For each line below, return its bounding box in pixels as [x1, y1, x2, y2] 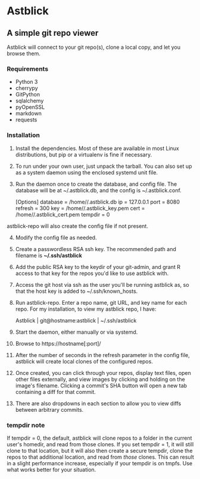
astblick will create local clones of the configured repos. [15, 358, 154, 365]
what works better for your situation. [7, 466, 96, 473]
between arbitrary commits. [15, 406, 84, 413]
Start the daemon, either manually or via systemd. [15, 328, 138, 336]
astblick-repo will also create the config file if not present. [7, 222, 148, 230]
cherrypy [15, 84, 38, 92]
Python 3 [15, 79, 38, 86]
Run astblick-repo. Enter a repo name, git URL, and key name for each [15, 299, 187, 306]
